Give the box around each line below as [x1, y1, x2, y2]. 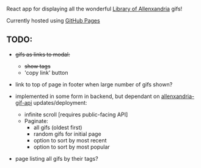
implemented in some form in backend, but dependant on [15, 93, 160, 100]
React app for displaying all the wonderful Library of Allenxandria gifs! [6, 5, 183, 12]
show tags [24, 62, 51, 69]
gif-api [15, 99, 32, 106]
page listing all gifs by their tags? [15, 155, 99, 162]
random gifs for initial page [33, 130, 102, 138]
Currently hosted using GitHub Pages [6, 17, 100, 24]
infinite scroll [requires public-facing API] [24, 111, 128, 118]
